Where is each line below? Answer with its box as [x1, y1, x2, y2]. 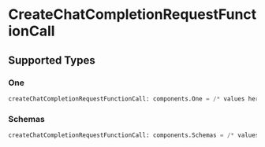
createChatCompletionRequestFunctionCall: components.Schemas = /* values [8, 131, 259, 139]
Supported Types [8, 53, 96, 67]
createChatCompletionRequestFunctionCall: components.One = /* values [8, 94, 245, 103]
